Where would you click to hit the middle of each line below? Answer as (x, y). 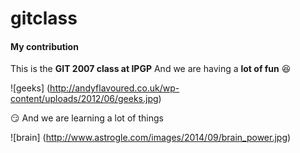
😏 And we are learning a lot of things (87, 118)
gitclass (44, 18)
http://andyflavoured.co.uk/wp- (114, 88)
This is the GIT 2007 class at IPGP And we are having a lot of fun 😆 (151, 69)
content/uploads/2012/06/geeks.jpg (84, 99)
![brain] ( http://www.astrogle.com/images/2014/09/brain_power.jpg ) (151, 138)
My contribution (44, 46)
